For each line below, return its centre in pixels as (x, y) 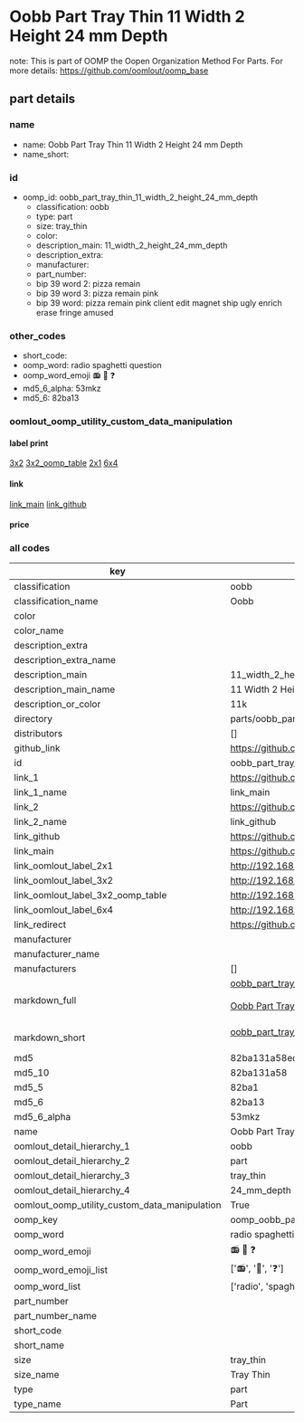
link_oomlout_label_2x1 (64, 866)
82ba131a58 (259, 1073)
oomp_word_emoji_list (61, 1270)
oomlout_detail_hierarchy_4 (72, 1190)
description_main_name (65, 689)
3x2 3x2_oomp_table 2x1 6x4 (64, 463)
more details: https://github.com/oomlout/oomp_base (109, 71)
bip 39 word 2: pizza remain (88, 283)
